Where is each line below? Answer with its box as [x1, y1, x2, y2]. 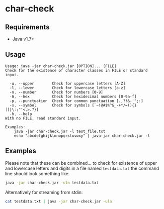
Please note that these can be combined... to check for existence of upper [5, 160, 158, 166]
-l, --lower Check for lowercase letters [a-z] [9, 85, 126, 90]
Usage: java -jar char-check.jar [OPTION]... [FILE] [5, 63, 117, 69]
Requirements [5, 23, 50, 31]
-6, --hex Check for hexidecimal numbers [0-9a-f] [9, 94, 137, 99]
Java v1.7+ [12, 36, 35, 42]
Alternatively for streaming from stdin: [5, 189, 83, 195]
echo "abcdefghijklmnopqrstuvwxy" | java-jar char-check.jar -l [14, 133, 150, 138]
